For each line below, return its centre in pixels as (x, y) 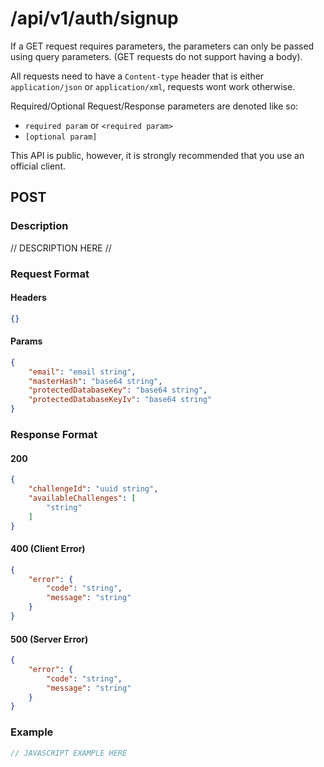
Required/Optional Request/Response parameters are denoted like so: (154, 106)
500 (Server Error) (49, 639)
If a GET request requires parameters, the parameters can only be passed (162, 46)
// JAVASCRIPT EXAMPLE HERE (69, 753)
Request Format (50, 274)
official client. (38, 166)
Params (26, 341)
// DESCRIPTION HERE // (61, 248)
